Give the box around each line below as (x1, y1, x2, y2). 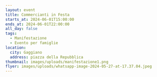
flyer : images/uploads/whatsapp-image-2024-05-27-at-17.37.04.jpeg (5, 64, 152, 69)
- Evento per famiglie (10, 41, 58, 46)
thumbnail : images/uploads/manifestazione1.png (5, 59, 109, 64)
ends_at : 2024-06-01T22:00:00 (5, 21, 70, 27)
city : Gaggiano (10, 50, 42, 55)
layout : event (5, 7, 36, 13)
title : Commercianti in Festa (5, 12, 70, 17)
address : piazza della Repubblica (10, 54, 83, 60)
